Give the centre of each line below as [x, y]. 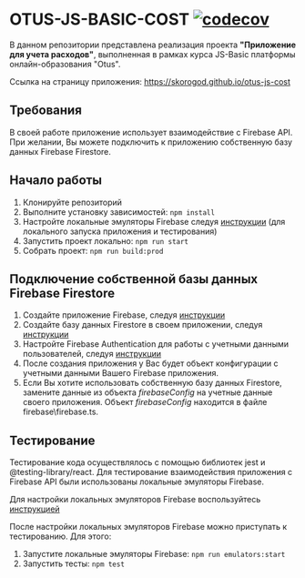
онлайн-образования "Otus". [65, 64]
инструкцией [35, 509]
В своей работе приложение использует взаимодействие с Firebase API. [151, 132]
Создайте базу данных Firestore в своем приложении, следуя [142, 325]
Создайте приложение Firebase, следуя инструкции [124, 315]
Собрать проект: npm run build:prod [93, 250]
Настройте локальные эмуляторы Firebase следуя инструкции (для [154, 221]
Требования [46, 111]
